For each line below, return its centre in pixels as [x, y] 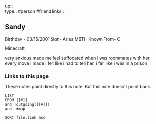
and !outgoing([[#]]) [27, 105]
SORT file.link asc [25, 118]
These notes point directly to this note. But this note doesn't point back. [78, 87]
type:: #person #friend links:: [35, 11]
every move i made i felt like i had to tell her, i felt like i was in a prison [76, 63]
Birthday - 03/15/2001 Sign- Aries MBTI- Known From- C [63, 39]
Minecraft [15, 48]
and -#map [15, 109]
